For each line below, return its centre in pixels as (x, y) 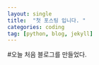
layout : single (30, 14)
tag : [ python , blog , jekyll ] (50, 34)
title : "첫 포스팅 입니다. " (47, 20)
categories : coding (36, 27)
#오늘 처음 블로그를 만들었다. (47, 54)
